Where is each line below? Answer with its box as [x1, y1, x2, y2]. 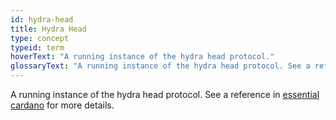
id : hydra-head [10, 14, 74, 25]
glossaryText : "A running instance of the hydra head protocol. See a [10, 61, 311, 71]
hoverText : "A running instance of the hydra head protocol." [10, 52, 275, 62]
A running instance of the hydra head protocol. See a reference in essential [10, 89, 320, 100]
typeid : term [10, 42, 65, 53]
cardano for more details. [10, 99, 115, 111]
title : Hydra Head [10, 24, 87, 34]
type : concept [10, 33, 70, 43]
